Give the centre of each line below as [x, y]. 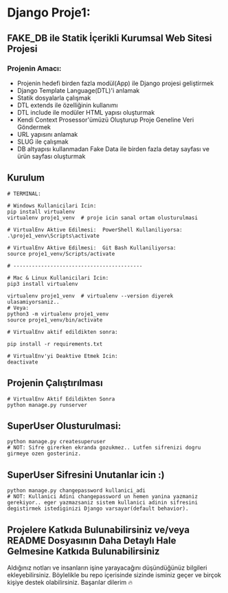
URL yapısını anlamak [47, 134]
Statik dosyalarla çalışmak [54, 98]
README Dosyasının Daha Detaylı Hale [92, 540]
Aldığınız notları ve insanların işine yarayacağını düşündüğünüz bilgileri [107, 568]
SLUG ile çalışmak [43, 142]
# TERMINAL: [24, 194]
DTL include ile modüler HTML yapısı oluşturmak [86, 112]
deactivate [23, 362]
